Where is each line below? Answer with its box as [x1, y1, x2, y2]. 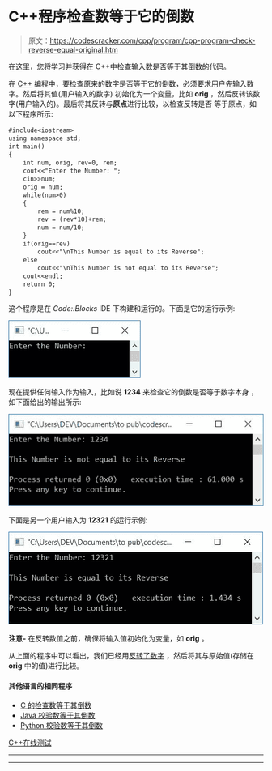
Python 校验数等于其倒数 [19, 721, 104, 731]
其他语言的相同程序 [8, 681, 73, 691]
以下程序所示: [8, 109, 54, 118]
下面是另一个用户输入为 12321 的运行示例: [8, 515, 148, 525]
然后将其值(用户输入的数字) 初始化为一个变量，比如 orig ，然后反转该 [22, 88, 253, 98]
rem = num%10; [37, 207, 85, 215]
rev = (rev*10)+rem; [37, 215, 107, 224]
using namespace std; [8, 134, 82, 143]
